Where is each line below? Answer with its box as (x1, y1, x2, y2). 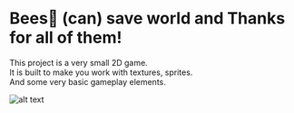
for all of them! (9, 27, 122, 48)
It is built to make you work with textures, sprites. (9, 67, 193, 78)
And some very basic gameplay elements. (9, 76, 166, 87)
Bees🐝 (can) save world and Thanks (9, 8, 286, 29)
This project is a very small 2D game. (9, 57, 148, 68)
